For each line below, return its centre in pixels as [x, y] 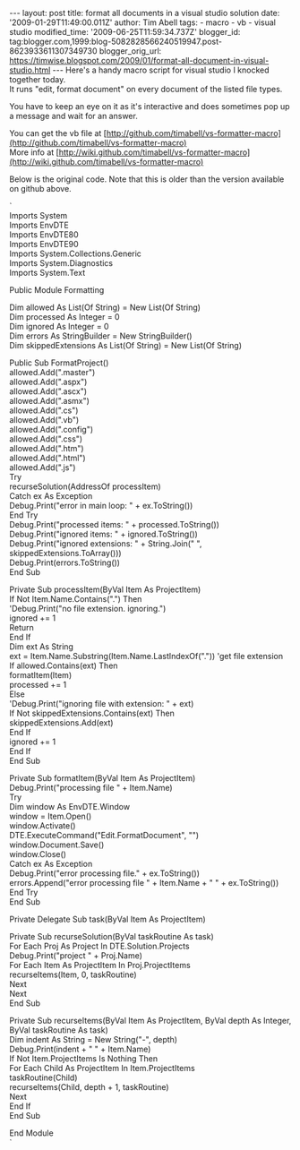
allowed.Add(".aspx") [48, 382]
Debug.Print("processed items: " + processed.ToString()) [114, 524]
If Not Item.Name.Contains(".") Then [76, 599]
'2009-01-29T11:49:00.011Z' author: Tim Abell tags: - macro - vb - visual [142, 22]
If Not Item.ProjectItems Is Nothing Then [84, 1059]
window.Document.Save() [57, 845]
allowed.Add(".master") [52, 372]
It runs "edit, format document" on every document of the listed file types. [146, 89]
